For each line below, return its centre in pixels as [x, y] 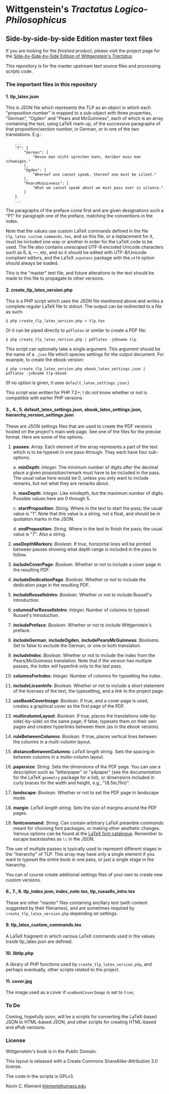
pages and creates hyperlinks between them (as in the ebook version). [86, 726]
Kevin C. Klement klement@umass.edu [46, 1086]
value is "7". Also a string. [39, 534]
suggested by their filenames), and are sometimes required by [70, 908]
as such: [15, 312]
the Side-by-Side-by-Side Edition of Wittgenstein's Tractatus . [70, 56]
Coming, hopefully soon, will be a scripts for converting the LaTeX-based [81, 1016]
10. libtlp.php [20, 953]
